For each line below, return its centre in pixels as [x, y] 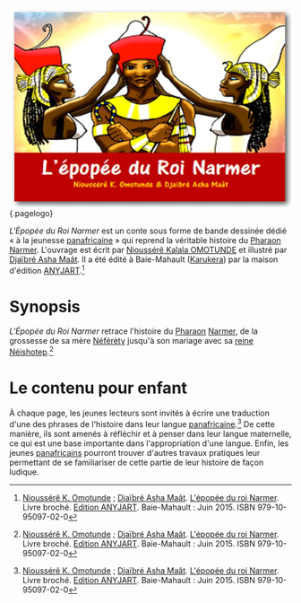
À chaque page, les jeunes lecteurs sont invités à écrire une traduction [140, 413]
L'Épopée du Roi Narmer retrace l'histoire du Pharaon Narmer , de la [133, 331]
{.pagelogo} [31, 213]
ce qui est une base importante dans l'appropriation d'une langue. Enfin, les [149, 443]
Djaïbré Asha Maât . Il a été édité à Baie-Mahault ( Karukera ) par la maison [144, 259]
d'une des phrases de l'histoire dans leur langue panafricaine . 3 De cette [142, 423]
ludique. [24, 472]
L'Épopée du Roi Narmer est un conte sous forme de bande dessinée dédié [148, 231]
